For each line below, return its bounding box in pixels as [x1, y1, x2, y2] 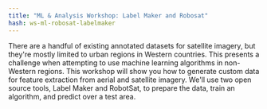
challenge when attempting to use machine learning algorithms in [8, 57, 223, 68]
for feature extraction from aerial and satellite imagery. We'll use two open [8, 75, 252, 84]
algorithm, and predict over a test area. [8, 91, 136, 101]
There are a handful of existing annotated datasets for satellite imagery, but [8, 41, 256, 50]
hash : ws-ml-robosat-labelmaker [8, 19, 116, 27]
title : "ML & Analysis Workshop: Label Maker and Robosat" [8, 11, 209, 20]
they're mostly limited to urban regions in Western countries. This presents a [8, 49, 260, 59]
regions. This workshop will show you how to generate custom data [37, 66, 260, 76]
